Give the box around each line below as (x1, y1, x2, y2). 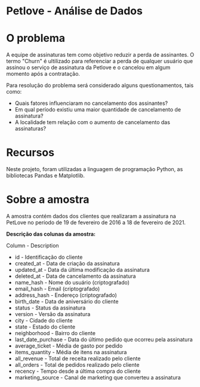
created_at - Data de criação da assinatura (14, 260, 120, 267)
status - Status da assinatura (14, 304, 86, 311)
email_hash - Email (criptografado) (14, 285, 100, 292)
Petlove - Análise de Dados (6, 4, 143, 18)
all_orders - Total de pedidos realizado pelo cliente (14, 361, 140, 368)
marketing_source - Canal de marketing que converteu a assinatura (14, 374, 181, 381)
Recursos (6, 146, 55, 159)
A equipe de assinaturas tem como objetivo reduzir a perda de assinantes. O (6, 51, 195, 58)
